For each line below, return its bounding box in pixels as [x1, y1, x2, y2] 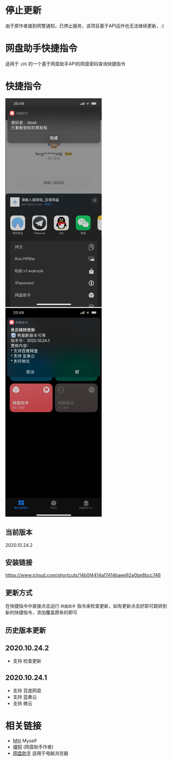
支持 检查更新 [12, 658, 42, 664]
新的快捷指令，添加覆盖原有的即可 [5, 609, 78, 615]
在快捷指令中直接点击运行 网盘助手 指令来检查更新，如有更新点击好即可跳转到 [5, 603, 167, 609]
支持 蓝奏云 [12, 694, 37, 700]
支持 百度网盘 [12, 687, 42, 694]
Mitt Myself [12, 738, 37, 744]
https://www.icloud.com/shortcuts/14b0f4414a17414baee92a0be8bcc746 [5, 572, 161, 578]
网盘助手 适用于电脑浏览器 [12, 750, 68, 756]
